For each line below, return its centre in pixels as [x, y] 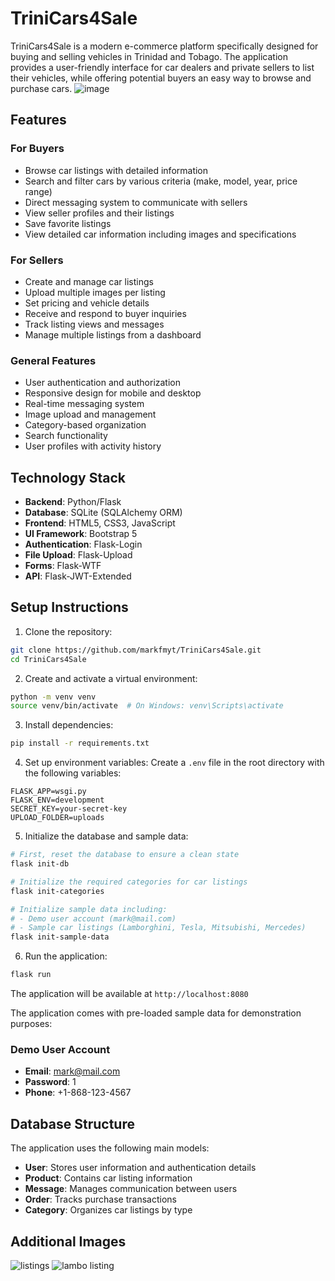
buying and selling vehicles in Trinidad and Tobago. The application [149, 56]
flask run [31, 975]
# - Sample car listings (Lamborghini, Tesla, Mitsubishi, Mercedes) [158, 928]
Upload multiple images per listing [95, 292]
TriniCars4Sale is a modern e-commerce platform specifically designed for [164, 46]
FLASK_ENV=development [57, 800]
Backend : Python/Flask [73, 502]
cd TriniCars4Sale [48, 659]
